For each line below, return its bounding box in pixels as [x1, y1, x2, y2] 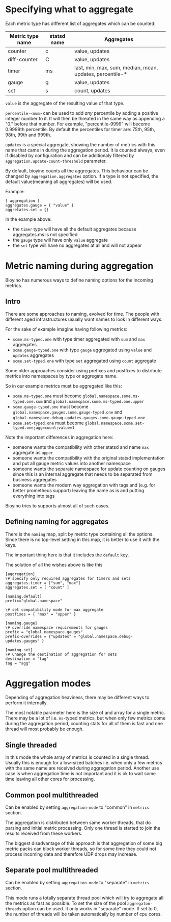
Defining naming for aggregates [5, 518, 109, 526]
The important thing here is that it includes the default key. [5, 552, 129, 558]
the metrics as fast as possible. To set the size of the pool [5, 900, 126, 906]
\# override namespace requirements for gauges [5, 625, 108, 630]
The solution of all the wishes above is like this [5, 561, 103, 568]
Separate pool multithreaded [5, 866, 98, 875]
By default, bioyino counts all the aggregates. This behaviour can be [5, 167, 149, 174]
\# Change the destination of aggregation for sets [5, 652, 117, 657]
